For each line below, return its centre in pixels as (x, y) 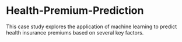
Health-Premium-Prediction (75, 11)
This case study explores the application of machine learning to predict (92, 26)
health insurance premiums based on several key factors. (75, 32)
